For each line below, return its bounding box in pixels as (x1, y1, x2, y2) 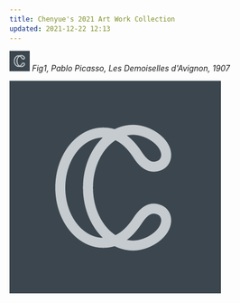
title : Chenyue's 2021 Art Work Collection (9, 14, 176, 24)
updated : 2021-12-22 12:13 (9, 24, 111, 33)
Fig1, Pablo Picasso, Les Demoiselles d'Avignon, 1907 (31, 62, 230, 73)
